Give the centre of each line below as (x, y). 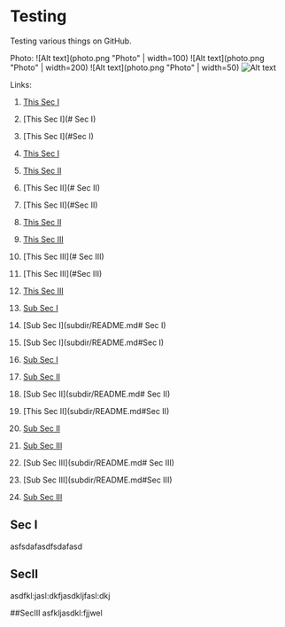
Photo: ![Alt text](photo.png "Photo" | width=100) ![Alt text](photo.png (137, 58)
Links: (21, 84)
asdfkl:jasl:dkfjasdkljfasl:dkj (60, 595)
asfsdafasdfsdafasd (46, 546)
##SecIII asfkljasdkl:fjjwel (56, 613)
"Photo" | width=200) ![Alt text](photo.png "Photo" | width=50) (125, 67)
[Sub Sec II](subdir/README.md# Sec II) (96, 394)
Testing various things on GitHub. (71, 41)
